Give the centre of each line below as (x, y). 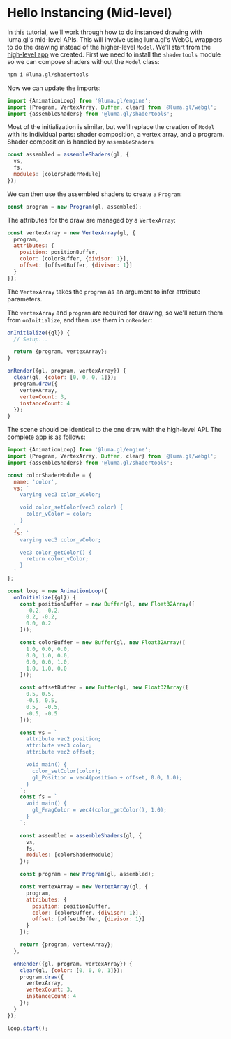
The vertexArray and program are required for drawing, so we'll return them (115, 313)
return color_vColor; (57, 559)
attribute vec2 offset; (60, 752)
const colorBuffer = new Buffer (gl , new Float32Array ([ (103, 643)
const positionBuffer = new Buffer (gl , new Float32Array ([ (107, 604)
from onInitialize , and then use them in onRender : (80, 320)
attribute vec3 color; (59, 746)
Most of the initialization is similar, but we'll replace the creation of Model (111, 127)
